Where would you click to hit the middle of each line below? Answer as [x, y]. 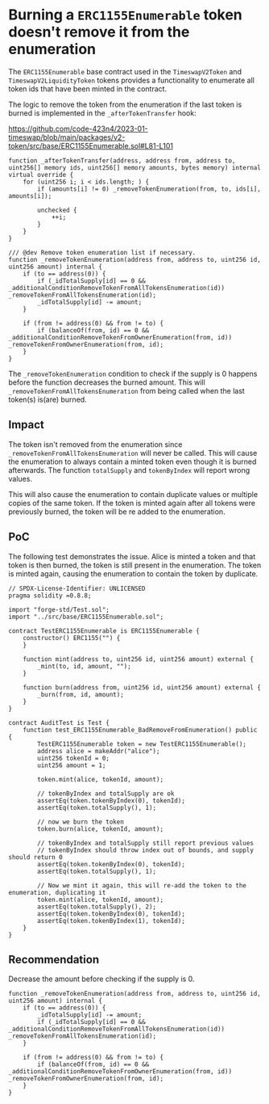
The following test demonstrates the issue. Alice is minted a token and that [132, 556]
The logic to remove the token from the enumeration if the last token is [125, 104]
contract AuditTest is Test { [59, 723]
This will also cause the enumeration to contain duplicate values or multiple [133, 494]
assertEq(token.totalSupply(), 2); [97, 907]
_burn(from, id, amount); [81, 694]
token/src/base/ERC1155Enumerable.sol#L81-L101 [91, 145]
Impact [26, 425]
